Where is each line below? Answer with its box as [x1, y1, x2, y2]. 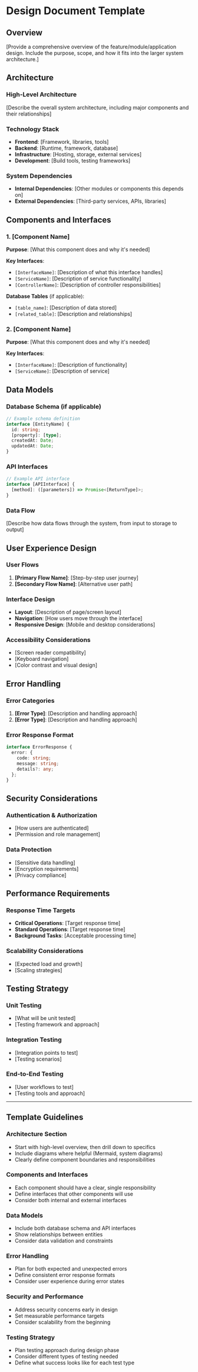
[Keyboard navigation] [14, 656, 69, 663]
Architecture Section [6, 1130, 67, 1139]
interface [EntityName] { [6, 421, 70, 427]
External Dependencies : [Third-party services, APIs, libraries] [14, 198, 167, 205]
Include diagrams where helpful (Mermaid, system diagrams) [14, 1150, 163, 1157]
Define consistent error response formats [14, 1272, 115, 1279]
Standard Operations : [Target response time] [14, 926, 126, 933]
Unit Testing [6, 1001, 42, 1009]
